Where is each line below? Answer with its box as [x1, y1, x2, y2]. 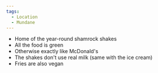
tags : [6, 8, 19, 15]
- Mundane [11, 19, 35, 25]
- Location [11, 14, 38, 20]
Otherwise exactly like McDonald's [14, 48, 98, 55]
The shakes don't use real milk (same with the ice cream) [14, 54, 153, 61]
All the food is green [14, 41, 64, 48]
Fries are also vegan [14, 60, 64, 67]
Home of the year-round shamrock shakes [14, 36, 117, 43]
